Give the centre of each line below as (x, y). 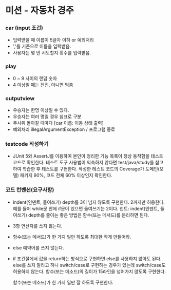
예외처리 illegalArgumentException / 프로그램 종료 (64, 129)
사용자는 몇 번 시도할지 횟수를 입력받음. (52, 53)
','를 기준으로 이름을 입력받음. (42, 46)
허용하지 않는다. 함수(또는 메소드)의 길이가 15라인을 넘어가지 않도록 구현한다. (89, 271)
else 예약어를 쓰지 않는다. (38, 247)
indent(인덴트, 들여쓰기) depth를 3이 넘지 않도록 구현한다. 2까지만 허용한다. (89, 202)
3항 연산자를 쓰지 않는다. (37, 226)
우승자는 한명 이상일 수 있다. (41, 110)
